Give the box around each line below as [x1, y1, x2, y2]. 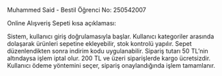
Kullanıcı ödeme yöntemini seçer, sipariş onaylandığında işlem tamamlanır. [7, 62, 216, 69]
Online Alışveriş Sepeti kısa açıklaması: [7, 19, 117, 27]
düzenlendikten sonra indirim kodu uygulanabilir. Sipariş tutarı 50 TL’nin [7, 47, 208, 55]
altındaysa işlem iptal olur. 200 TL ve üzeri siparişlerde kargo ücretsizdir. [7, 54, 211, 62]
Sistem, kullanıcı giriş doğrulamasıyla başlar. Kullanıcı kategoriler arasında [7, 32, 214, 40]
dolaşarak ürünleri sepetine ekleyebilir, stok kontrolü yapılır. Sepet [7, 40, 192, 47]
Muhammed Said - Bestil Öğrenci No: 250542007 [7, 6, 147, 14]
